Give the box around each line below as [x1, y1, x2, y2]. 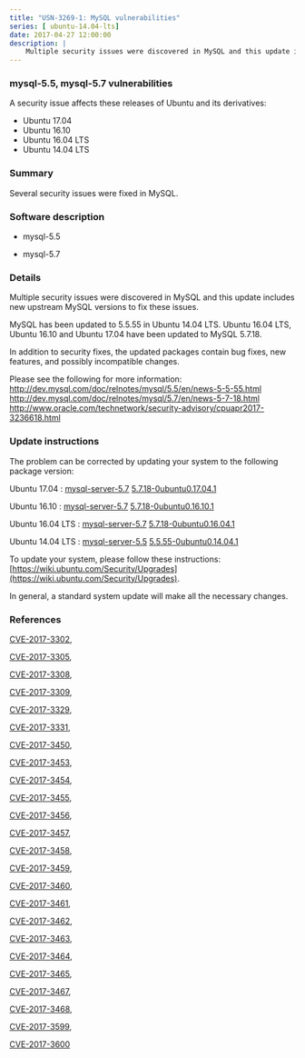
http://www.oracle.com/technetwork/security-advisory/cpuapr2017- [9, 403, 265, 414]
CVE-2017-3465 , [9, 968, 73, 979]
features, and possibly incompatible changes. [9, 356, 180, 367]
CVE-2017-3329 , [9, 704, 73, 714]
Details [9, 271, 42, 284]
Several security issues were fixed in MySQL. [9, 187, 179, 198]
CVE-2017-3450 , [9, 739, 73, 750]
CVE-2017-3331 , [9, 722, 71, 733]
